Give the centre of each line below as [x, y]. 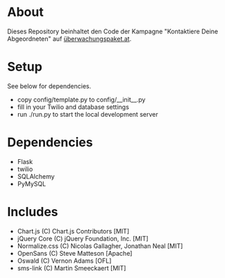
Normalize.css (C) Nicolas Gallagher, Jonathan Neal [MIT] [100, 246]
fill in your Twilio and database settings [73, 107]
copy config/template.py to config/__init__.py [81, 99]
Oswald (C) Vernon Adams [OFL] [64, 261]
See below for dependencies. [49, 86]
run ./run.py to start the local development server [87, 114]
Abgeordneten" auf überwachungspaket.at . [69, 38]
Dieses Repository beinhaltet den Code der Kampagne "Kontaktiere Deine [113, 31]
